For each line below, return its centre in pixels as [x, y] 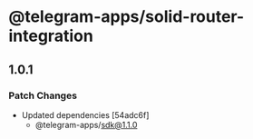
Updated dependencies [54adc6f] [85, 114]
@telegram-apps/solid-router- [126, 17]
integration [51, 36]
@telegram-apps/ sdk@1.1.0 [86, 124]
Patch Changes [43, 95]
